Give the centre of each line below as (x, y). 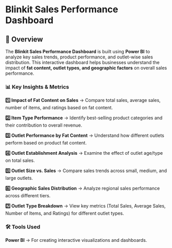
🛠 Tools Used (23, 227)
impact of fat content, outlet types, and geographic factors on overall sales (86, 68)
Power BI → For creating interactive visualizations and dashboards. (76, 240)
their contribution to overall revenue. (44, 125)
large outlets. (19, 178)
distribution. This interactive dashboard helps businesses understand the (83, 62)
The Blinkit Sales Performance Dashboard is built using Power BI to (78, 51)
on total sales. (20, 160)
